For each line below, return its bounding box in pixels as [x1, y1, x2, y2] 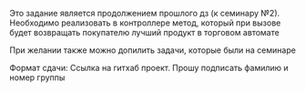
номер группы [9, 72, 66, 83]
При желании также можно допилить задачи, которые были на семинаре [9, 45, 296, 56]
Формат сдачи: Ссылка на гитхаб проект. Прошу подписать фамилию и [9, 63, 289, 73]
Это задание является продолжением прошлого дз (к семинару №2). [9, 8, 280, 18]
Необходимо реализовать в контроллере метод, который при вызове [9, 17, 281, 28]
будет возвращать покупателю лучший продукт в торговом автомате [9, 27, 280, 37]
